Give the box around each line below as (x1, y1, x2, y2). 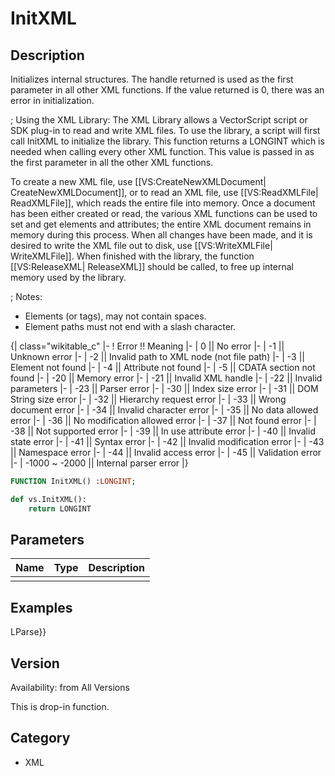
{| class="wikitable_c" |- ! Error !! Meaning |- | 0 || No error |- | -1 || (10, 340, 285, 352)
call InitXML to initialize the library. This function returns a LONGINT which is (10, 135, 325, 147)
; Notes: (10, 291, 43, 302)
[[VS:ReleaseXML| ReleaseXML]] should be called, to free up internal (10, 261, 294, 272)
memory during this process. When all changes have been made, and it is (10, 229, 313, 241)
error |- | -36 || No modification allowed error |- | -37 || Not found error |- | (10, 415, 317, 426)
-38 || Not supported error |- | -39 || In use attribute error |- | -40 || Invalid (10, 425, 316, 437)
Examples (10, 599, 73, 616)
